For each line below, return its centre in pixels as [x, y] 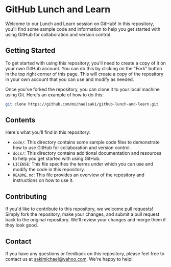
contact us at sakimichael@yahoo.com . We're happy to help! [69, 259]
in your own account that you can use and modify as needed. [70, 79]
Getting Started [30, 50]
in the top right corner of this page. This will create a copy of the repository [84, 74]
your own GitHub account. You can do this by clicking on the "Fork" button [84, 68]
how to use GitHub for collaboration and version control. [72, 148]
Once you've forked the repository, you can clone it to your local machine [82, 89]
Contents [20, 120]
